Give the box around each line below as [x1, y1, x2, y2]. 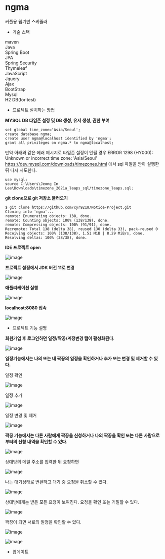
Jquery [5, 76, 20, 82]
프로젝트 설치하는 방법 [12, 107, 55, 113]
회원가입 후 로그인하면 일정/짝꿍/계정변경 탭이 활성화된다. [5, 335, 115, 341]
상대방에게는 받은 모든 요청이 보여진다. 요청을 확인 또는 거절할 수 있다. [5, 499, 139, 505]
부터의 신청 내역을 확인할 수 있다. [5, 438, 68, 444]
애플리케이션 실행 [5, 284, 39, 290]
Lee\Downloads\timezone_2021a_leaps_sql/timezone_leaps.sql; [5, 186, 134, 190]
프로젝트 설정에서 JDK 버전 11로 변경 [5, 264, 75, 271]
